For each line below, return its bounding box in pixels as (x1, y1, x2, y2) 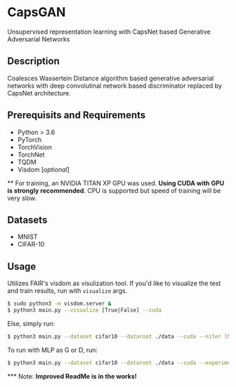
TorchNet (17, 150, 45, 159)
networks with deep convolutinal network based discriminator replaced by (7, 81, 223, 90)
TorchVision (17, 143, 53, 151)
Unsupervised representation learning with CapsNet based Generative (7, 27, 211, 36)
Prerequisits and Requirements (7, 110, 146, 122)
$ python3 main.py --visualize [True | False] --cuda (7, 307, 162, 314)
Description (7, 55, 60, 67)
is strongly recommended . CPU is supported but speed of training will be (7, 186, 221, 195)
